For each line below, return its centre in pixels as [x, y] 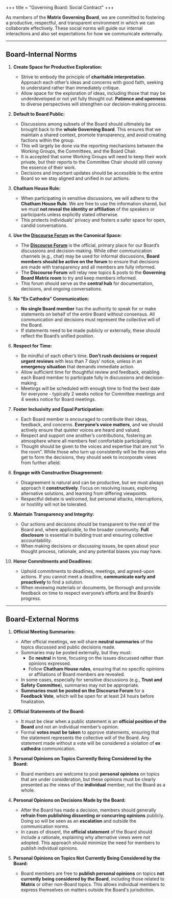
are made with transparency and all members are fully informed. [88, 267]
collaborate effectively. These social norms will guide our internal [74, 28]
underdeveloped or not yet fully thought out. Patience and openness [93, 98]
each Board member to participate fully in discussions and [82, 377]
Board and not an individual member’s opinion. [70, 726]
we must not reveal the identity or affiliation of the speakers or [88, 209]
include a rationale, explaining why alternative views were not [85, 837]
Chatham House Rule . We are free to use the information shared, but [93, 203]
